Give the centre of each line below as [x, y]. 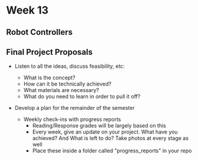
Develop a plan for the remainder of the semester [74, 108]
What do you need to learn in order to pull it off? [82, 97]
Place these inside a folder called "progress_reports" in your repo [112, 151]
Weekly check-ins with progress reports [72, 119]
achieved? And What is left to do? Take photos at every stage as [111, 138]
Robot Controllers [39, 32]
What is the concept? [49, 78]
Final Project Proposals [49, 52]
